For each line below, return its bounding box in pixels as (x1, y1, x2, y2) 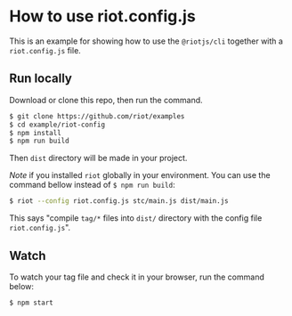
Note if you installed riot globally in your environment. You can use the (9, 170, 271, 181)
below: (9, 280, 34, 291)
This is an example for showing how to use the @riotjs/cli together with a (9, 36, 283, 46)
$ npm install (9, 128, 62, 137)
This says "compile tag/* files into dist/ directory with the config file (9, 213, 263, 223)
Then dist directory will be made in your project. (9, 153, 188, 164)
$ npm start (9, 298, 53, 307)
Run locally (9, 71, 73, 86)
